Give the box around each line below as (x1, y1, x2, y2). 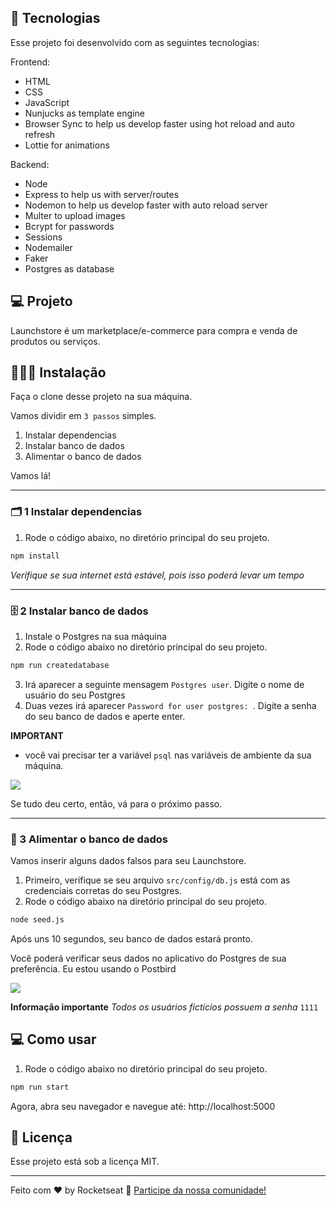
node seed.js (10, 915, 65, 925)
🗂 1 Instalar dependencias (10, 505, 143, 519)
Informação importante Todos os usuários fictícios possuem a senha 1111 (10, 1001, 319, 1013)
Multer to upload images (24, 209, 126, 221)
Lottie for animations (24, 139, 110, 151)
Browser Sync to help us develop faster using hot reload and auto (24, 117, 295, 130)
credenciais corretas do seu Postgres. (24, 885, 182, 897)
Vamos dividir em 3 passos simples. (10, 410, 157, 422)
